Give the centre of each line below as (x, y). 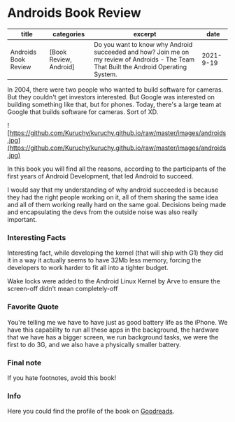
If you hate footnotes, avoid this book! (62, 378)
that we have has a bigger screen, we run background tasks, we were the (113, 337)
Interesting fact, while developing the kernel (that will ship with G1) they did (115, 253)
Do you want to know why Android (143, 44)
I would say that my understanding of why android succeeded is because (113, 190)
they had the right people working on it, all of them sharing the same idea (113, 197)
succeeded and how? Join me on (142, 52)
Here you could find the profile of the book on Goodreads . (91, 412)
